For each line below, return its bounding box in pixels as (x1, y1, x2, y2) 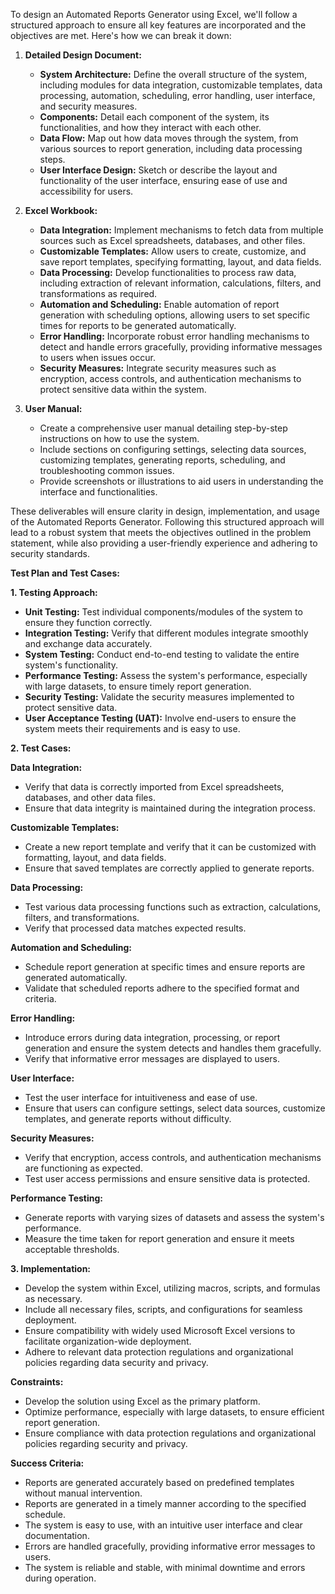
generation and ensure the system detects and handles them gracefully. (24, 1042, 322, 1054)
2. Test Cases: (10, 742, 72, 754)
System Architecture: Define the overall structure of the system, (39, 69, 308, 80)
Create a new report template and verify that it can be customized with (24, 841, 317, 853)
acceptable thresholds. (24, 1244, 120, 1255)
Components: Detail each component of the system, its (39, 111, 270, 123)
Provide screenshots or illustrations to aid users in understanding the (39, 475, 324, 487)
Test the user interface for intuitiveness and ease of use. (24, 1092, 258, 1103)
